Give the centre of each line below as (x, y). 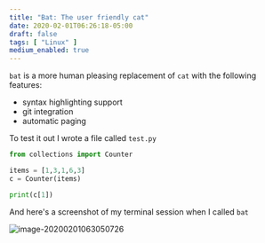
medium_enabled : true (49, 51)
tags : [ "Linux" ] (43, 42)
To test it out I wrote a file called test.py (83, 138)
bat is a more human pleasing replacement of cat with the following (133, 75)
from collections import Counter (71, 155)
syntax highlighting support (72, 102)
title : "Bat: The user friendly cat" (79, 17)
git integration (48, 112)
